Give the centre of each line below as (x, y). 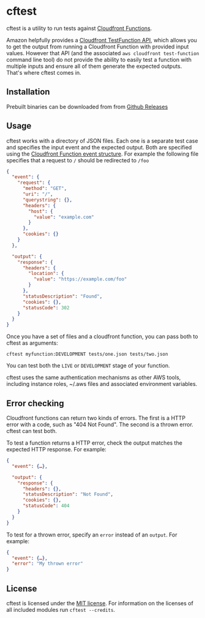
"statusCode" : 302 (46, 307)
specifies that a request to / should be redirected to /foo (78, 160)
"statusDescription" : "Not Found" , (68, 494)
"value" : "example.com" (64, 217)
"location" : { (46, 274)
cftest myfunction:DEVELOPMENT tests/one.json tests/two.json (87, 354)
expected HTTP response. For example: (57, 449)
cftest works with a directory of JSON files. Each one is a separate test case (102, 141)
